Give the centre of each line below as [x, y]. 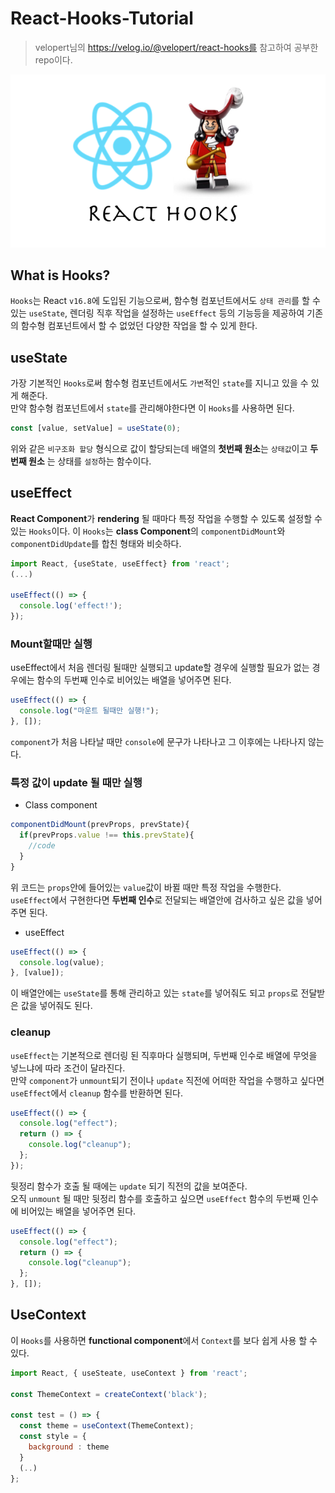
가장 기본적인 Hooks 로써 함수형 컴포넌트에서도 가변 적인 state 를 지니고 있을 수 [159, 383]
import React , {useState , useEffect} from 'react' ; [120, 563]
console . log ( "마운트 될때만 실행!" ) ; [89, 711]
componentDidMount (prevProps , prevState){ [100, 825]
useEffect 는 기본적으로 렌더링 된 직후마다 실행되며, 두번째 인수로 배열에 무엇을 [164, 1055]
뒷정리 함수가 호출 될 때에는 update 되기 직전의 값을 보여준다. [129, 1186]
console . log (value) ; [62, 962]
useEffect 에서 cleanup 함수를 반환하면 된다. [97, 1093]
